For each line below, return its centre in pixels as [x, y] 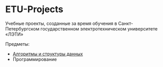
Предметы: [17, 44]
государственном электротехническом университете [99, 28]
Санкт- [126, 23]
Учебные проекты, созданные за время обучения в [61, 23]
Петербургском [22, 28]
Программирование [35, 59]
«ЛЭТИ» [15, 34]
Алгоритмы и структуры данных [48, 54]
